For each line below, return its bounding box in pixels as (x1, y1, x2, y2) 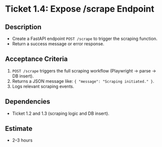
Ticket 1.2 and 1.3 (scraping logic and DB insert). (12, 110, 110, 116)
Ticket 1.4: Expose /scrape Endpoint (5, 3, 155, 15)
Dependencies (5, 97, 50, 106)
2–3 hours (12, 137, 33, 143)
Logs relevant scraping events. (12, 83, 75, 89)
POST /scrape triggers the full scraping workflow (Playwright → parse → (12, 68, 156, 73)
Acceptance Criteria (5, 55, 68, 63)
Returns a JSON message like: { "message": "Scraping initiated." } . (12, 78, 155, 84)
